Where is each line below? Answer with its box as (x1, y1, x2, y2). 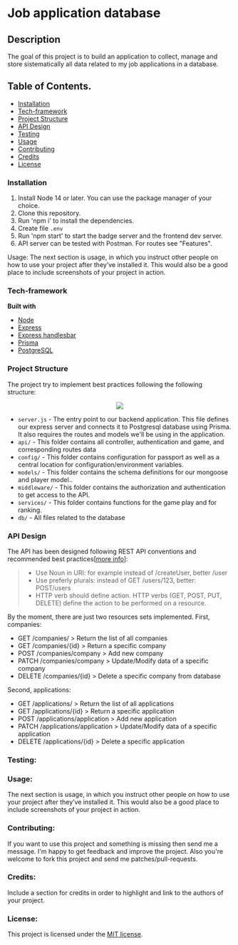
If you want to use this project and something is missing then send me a (7, 839, 219, 848)
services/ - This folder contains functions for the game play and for (17, 498, 217, 506)
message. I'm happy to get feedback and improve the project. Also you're (7, 847, 223, 855)
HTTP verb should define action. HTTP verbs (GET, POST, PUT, (35, 591, 222, 600)
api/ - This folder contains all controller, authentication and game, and (17, 437, 224, 446)
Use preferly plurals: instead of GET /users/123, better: (35, 576, 196, 585)
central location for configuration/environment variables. (17, 460, 184, 469)
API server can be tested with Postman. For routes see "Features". (17, 239, 212, 248)
